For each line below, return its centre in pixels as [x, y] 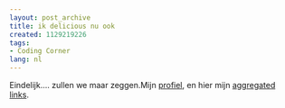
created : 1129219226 [48, 34]
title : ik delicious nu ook [62, 26]
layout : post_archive [50, 18]
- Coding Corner [40, 51]
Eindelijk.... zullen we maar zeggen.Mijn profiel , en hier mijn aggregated [142, 85]
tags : [19, 43]
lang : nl [26, 59]
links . [19, 94]
